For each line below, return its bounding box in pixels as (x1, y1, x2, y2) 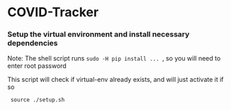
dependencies (7, 38, 58, 48)
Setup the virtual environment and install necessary (7, 30, 190, 39)
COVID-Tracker (7, 4, 99, 20)
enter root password (7, 61, 67, 71)
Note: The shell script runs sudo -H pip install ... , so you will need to (7, 54, 221, 63)
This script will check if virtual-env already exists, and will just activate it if (7, 75, 225, 84)
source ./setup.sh (10, 97, 65, 104)
